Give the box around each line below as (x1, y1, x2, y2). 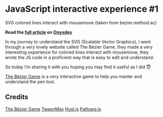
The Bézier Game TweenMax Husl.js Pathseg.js (5, 106, 101, 112)
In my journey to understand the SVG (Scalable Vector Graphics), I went (5, 38, 151, 45)
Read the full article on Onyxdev (5, 29, 73, 35)
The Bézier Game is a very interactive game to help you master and (5, 73, 142, 79)
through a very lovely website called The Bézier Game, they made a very (5, 44, 153, 50)
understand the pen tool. (5, 79, 55, 85)
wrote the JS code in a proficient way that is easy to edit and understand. (5, 54, 155, 60)
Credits (5, 93, 29, 101)
